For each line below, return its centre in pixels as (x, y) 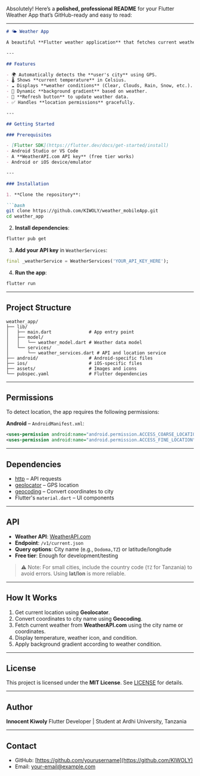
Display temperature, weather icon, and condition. (76, 637)
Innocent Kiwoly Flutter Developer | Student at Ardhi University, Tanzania (96, 722)
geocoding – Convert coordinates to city (64, 491)
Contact (21, 746)
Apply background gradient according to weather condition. (88, 644)
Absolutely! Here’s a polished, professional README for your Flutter (90, 9)
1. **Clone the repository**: (44, 194)
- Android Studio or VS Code (42, 151)
